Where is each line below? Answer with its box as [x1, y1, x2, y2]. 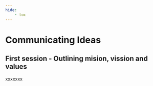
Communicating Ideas [5, 34, 101, 46]
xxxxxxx [5, 76, 23, 82]
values [5, 62, 27, 71]
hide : [5, 7, 17, 13]
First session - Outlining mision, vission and [5, 54, 148, 63]
